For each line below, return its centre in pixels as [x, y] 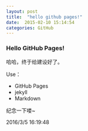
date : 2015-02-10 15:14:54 [40, 22]
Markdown [28, 98]
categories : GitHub [30, 28]
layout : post [22, 11]
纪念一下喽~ [21, 110]
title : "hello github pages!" [44, 17]
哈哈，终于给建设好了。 [34, 61]
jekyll [21, 92]
